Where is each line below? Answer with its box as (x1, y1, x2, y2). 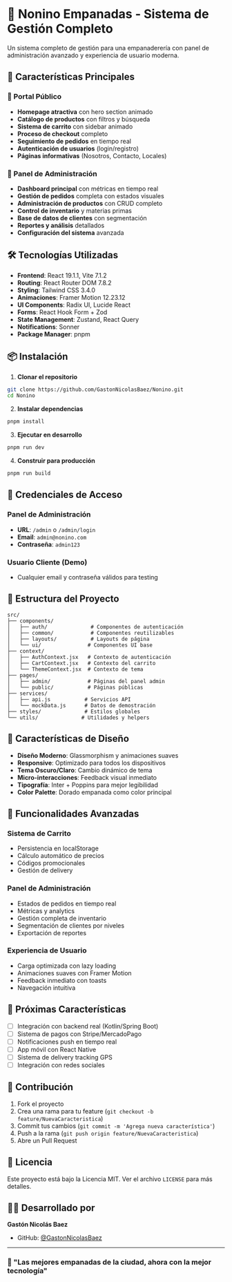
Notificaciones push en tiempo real (17, 1037, 117, 1046)
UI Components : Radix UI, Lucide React (17, 300, 131, 309)
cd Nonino (7, 392, 36, 399)
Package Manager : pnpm (17, 329, 91, 338)
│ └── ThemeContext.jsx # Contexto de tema (7, 666, 144, 673)
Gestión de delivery (17, 866, 73, 874)
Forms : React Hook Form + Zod (17, 307, 108, 316)
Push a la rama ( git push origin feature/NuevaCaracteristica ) (17, 1129, 199, 1137)
